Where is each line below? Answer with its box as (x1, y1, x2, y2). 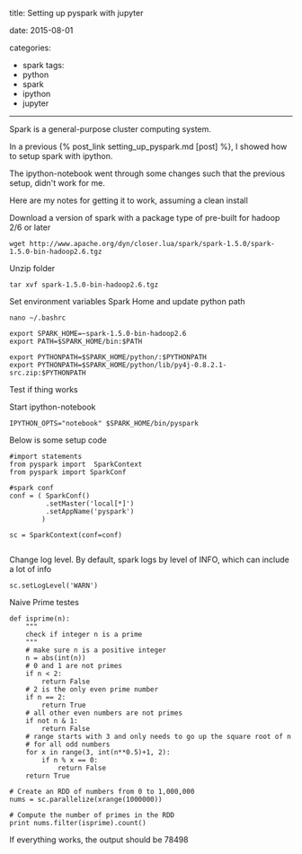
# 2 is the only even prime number (25, 685, 159, 694)
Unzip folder (9, 263, 56, 273)
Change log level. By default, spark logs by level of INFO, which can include (9, 554, 289, 565)
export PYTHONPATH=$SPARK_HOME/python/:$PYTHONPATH (9, 353, 207, 362)
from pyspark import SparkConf (9, 468, 127, 477)
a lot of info (9, 564, 52, 574)
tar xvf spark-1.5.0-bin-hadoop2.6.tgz (9, 280, 159, 289)
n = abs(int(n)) (25, 654, 87, 663)
